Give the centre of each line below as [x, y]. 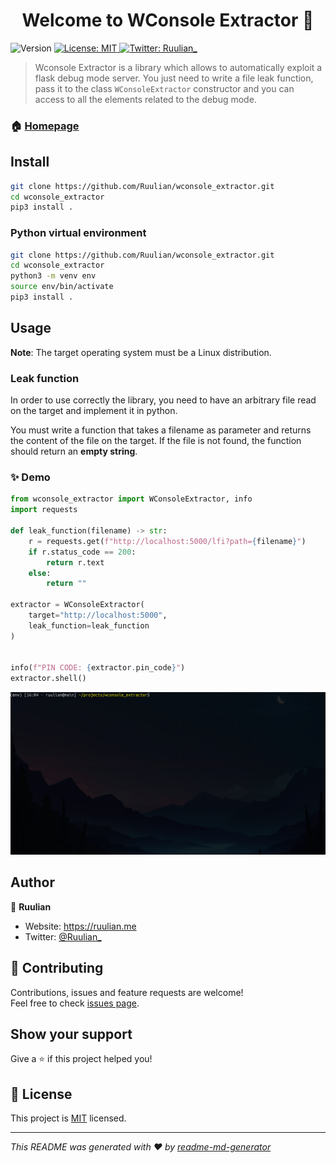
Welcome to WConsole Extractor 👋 [168, 20]
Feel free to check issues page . [75, 1003]
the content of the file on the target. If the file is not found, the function [156, 441]
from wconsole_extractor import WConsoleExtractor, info [131, 499]
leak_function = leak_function [89, 625]
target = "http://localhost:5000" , [98, 615]
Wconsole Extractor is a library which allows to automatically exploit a [178, 67]
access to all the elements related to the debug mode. [145, 99]
